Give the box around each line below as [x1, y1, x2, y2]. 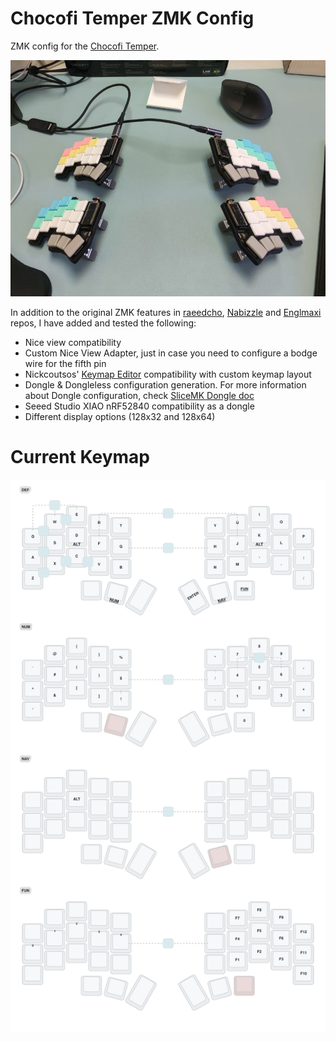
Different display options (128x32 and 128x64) [24, 410, 216, 422]
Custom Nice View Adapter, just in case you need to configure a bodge [24, 347, 318, 359]
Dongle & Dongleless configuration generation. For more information [24, 378, 307, 391]
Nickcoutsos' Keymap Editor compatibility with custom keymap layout [24, 368, 312, 380]
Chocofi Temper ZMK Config [10, 7, 255, 30]
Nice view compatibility [24, 336, 122, 348]
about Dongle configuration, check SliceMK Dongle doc [24, 389, 255, 401]
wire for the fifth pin [24, 357, 107, 369]
